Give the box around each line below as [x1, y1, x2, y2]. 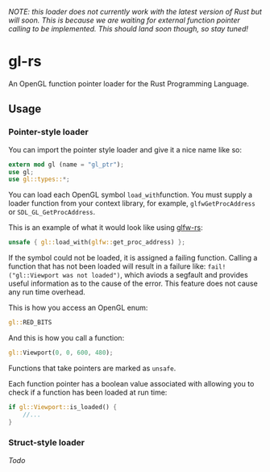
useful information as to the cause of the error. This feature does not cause [8, 278, 258, 289]
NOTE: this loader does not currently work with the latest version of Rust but [8, 7, 262, 16]
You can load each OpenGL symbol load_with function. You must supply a [8, 190, 252, 200]
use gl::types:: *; [8, 175, 70, 184]
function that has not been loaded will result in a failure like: [8, 261, 206, 271]
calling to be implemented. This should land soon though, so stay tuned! [8, 24, 248, 33]
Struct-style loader [8, 437, 85, 449]
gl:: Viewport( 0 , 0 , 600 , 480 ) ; [8, 349, 114, 357]
